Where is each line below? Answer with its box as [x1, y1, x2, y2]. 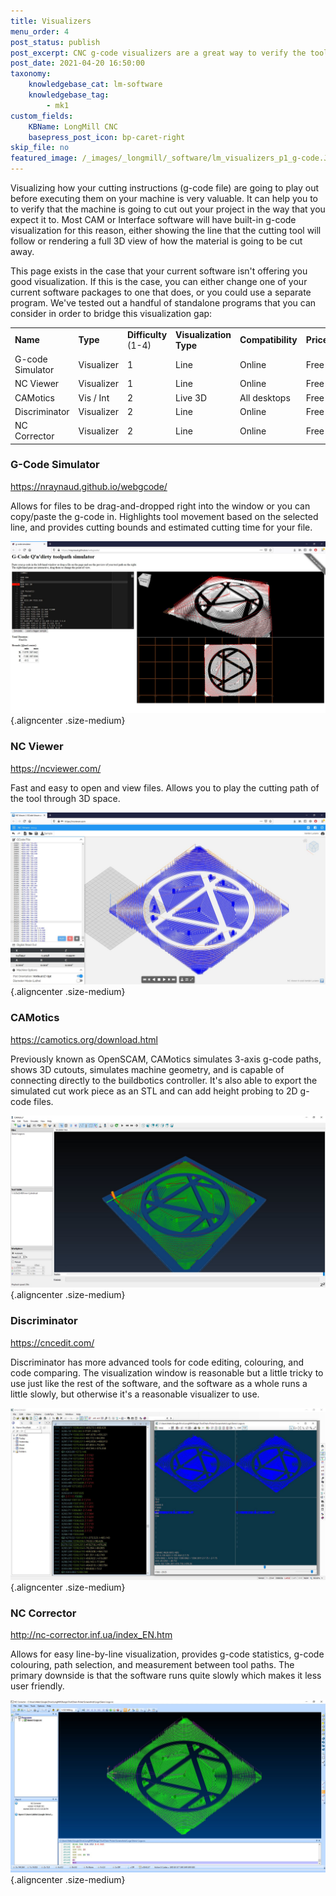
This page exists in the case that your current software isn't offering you [10, 265, 308, 277]
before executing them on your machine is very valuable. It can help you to [10, 193, 319, 204]
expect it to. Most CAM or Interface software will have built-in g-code [10, 214, 297, 225]
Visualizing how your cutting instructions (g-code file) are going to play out [10, 182, 320, 194]
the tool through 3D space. [10, 792, 121, 804]
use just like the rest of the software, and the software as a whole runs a [10, 1377, 308, 1389]
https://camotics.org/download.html [10, 1033, 158, 1045]
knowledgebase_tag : [28, 90, 110, 100]
